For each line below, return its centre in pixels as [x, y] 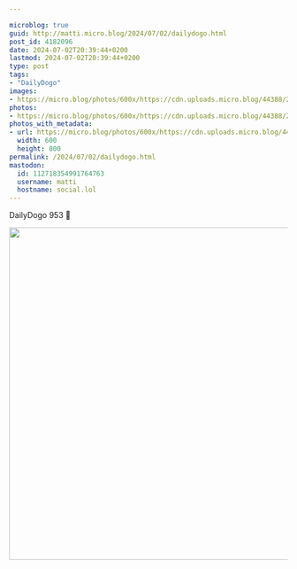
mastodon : [27, 165]
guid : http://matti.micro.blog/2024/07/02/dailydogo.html [118, 33]
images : [23, 91]
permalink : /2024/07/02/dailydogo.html [83, 157]
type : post [29, 66]
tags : [19, 75]
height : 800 [39, 149]
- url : [21, 133]
